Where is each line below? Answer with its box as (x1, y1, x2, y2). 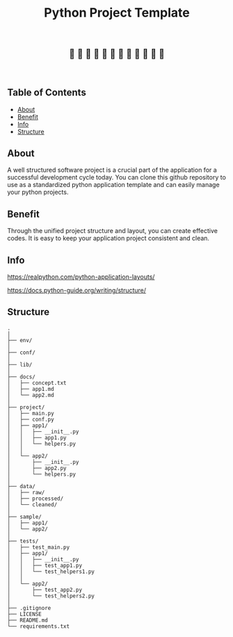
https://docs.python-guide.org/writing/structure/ (7, 287, 147, 294)
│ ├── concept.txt (7, 379, 67, 387)
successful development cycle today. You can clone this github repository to (7, 173, 226, 182)
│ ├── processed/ (7, 495, 64, 502)
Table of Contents (7, 87, 87, 99)
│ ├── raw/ (7, 489, 45, 496)
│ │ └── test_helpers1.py (7, 568, 95, 575)
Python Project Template (44, 5, 190, 21)
